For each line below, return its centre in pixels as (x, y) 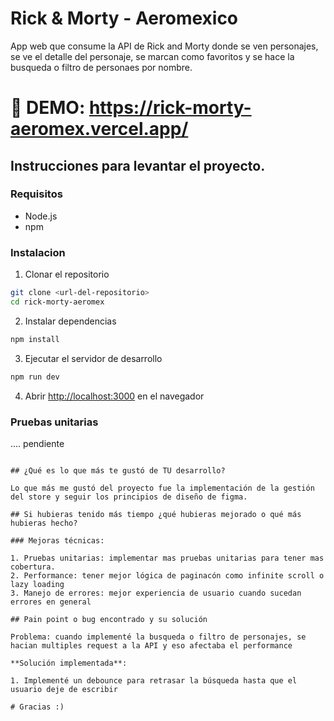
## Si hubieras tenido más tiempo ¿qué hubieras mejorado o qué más (156, 514)
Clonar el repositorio (67, 274)
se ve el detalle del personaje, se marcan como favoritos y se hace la (152, 56)
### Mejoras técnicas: (57, 540)
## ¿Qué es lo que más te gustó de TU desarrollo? (118, 470)
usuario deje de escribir (64, 689)
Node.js (41, 216)
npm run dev (35, 377)
